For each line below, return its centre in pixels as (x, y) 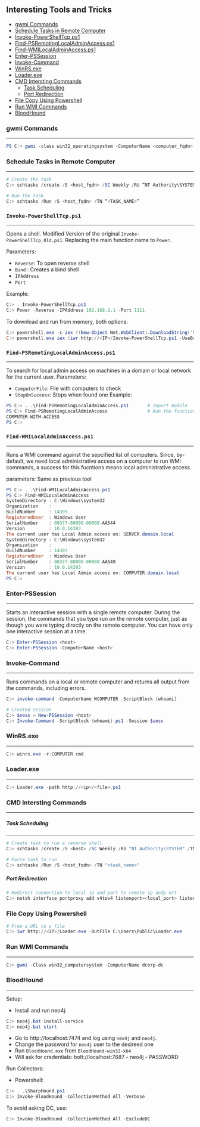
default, (16, 461)
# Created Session (29, 710)
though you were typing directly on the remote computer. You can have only (99, 625)
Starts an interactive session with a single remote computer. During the (93, 612)
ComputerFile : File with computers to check (68, 388)
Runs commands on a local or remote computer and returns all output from (98, 682)
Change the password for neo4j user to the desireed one (84, 1044)
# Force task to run (32, 859)
